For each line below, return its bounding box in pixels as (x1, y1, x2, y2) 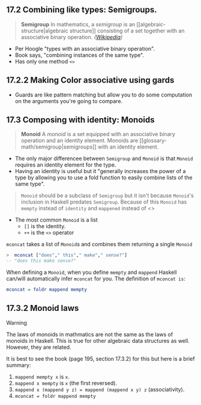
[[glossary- (139, 137, 167, 144)
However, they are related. (6, 343, 71, 350)
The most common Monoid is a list (14, 216, 98, 223)
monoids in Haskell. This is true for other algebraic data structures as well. (6, 337, 190, 344)
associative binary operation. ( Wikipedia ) (20, 33, 123, 41)
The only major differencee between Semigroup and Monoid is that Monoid (14, 155, 193, 162)
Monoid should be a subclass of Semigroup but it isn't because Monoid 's (20, 192, 194, 200)
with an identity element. (98, 143, 159, 150)
